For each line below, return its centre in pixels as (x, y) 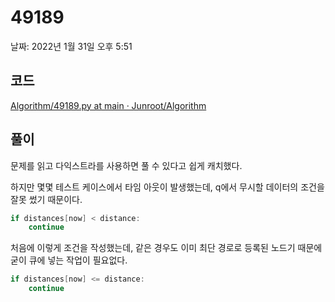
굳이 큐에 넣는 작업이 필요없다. (69, 260)
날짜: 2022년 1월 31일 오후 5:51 (71, 46)
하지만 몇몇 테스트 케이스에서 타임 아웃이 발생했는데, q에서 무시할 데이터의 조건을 (167, 187)
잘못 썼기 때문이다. (46, 199)
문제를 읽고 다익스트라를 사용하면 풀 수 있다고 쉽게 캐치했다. (126, 165)
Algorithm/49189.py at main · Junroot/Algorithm (108, 105)
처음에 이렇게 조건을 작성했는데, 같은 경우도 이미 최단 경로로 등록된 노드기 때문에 (166, 248)
